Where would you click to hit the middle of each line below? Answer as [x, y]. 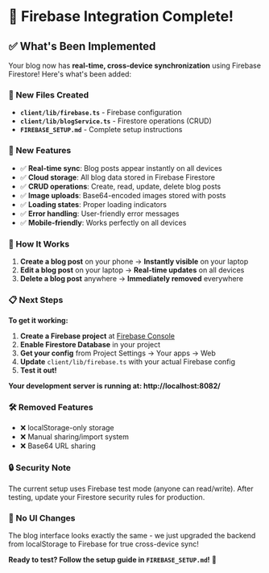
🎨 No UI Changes [42, 517]
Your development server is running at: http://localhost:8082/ [114, 386]
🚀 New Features [40, 151]
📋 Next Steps [36, 300]
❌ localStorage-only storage [67, 428]
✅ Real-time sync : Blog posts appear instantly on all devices [121, 168]
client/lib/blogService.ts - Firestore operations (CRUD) [116, 121]
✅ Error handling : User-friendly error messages [99, 214]
